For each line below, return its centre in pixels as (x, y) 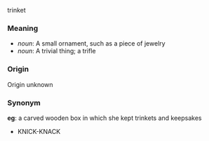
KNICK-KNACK (39, 131)
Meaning (23, 28)
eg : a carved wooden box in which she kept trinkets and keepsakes (104, 118)
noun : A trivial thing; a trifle (56, 51)
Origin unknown (31, 84)
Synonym (24, 102)
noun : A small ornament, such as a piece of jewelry (92, 43)
